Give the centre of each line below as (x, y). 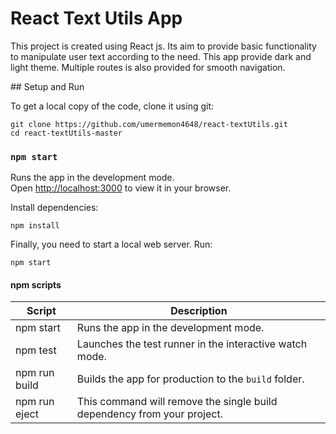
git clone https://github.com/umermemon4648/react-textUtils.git (149, 124)
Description (199, 311)
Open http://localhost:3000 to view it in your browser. (121, 188)
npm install (35, 226)
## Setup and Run (47, 86)
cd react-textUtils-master (66, 133)
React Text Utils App (96, 18)
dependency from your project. (149, 414)
